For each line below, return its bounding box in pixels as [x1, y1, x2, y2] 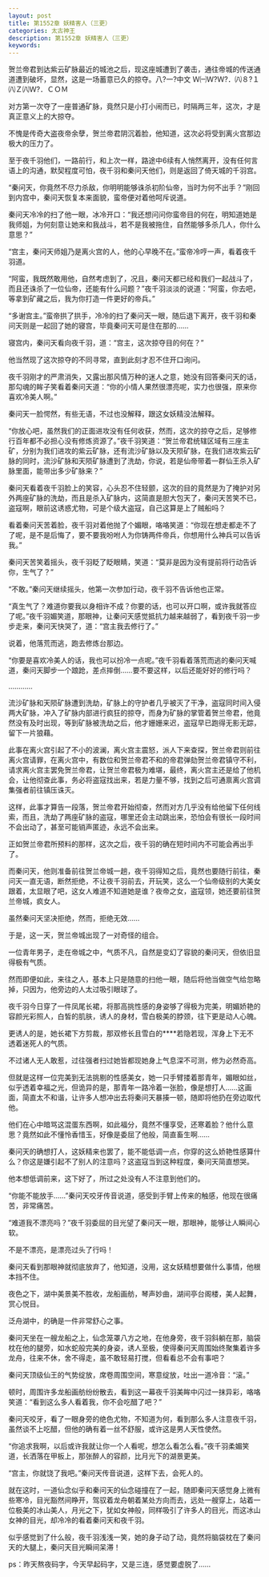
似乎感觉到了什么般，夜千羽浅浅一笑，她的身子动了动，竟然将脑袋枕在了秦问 [8, 1532, 261, 1543]
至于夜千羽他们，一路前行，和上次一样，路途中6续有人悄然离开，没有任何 [8, 155, 251, 165]
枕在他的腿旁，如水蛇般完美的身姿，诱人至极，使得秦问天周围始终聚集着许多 [8, 1343, 261, 1353]
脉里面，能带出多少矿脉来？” [8, 466, 103, 476]
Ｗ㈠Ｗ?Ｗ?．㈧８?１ [192, 75, 260, 84]
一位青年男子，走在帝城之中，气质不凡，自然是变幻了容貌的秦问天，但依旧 [8, 947, 254, 958]
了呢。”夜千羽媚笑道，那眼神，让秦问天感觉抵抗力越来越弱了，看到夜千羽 [8, 611, 247, 621]
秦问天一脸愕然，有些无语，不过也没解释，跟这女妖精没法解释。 [8, 409, 219, 419]
